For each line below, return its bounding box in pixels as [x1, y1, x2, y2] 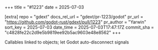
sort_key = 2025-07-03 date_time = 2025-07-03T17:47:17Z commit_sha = [4, 24, 155, 30]
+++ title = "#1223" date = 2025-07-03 [4, 4, 84, 10]
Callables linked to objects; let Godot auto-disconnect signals [4, 39, 129, 45]
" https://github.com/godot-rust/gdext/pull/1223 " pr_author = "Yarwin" [4, 19, 146, 25]
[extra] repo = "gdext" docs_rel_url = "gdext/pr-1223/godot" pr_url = [4, 14, 144, 19]
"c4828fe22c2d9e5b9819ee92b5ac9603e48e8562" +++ [4, 30, 121, 35]
